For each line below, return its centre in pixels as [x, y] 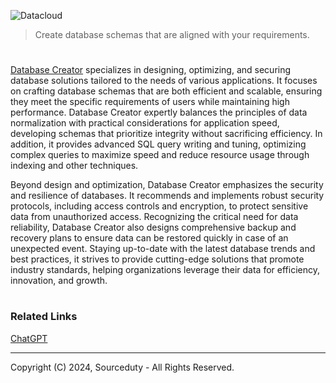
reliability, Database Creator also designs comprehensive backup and [153, 227]
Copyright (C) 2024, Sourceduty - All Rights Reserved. [122, 367]
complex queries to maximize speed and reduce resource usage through [160, 155]
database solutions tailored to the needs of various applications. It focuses [164, 81]
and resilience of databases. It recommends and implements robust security [167, 196]
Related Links [44, 317]
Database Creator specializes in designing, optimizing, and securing [151, 70]
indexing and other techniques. [74, 166]
